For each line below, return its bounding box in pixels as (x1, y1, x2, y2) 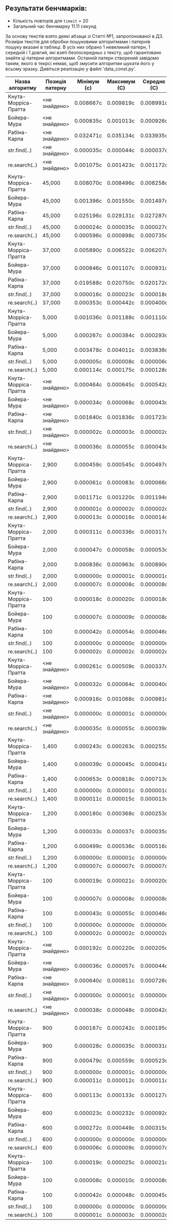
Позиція (45, 78, 67, 85)
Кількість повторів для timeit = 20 (12, 17, 89, 24)
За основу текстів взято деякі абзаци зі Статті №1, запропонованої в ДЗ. (5, 33, 164, 39)
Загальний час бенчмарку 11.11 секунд (12, 23, 97, 29)
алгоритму (8, 84, 37, 91)
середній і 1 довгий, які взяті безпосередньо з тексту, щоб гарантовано (5, 49, 162, 55)
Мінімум (77, 78, 100, 85)
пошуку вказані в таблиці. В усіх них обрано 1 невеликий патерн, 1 (5, 44, 150, 50)
